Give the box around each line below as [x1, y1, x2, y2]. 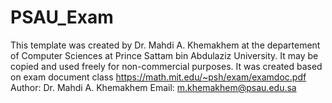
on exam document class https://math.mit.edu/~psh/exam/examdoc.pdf [10, 71, 307, 83]
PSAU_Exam [10, 6, 114, 29]
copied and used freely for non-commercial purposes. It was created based [10, 60, 323, 72]
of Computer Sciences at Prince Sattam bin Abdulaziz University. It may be [10, 49, 319, 61]
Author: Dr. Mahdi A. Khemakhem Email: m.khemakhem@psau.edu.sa [10, 81, 297, 93]
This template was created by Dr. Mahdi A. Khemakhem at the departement [10, 39, 321, 51]
